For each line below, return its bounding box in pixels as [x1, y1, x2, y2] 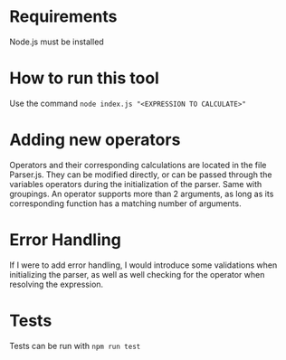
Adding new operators [9, 129, 181, 150]
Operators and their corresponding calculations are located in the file [9, 159, 267, 170]
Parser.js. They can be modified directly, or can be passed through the [9, 169, 272, 180]
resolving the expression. [9, 279, 104, 289]
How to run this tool [9, 68, 160, 89]
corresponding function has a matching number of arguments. [9, 197, 242, 209]
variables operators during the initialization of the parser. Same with [9, 178, 262, 189]
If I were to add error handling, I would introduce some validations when [9, 260, 278, 270]
